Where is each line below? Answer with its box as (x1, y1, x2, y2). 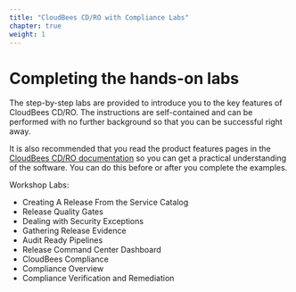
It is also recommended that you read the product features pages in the (9, 144, 272, 154)
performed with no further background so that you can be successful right (9, 117, 283, 128)
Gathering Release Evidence (21, 225, 127, 237)
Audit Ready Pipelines (21, 235, 103, 246)
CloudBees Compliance (21, 254, 110, 264)
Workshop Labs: (9, 179, 70, 190)
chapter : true (9, 21, 62, 30)
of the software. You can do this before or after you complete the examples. (9, 163, 288, 173)
